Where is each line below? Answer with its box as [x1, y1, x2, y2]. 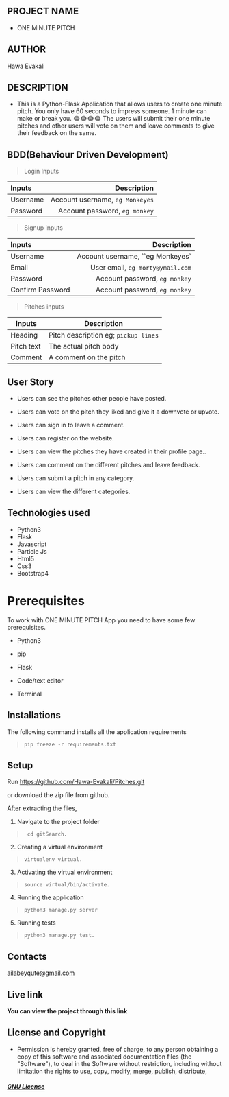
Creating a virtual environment [16, 843, 103, 851]
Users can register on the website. [16, 434, 114, 443]
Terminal [16, 689, 42, 698]
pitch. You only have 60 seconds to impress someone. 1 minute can [16, 107, 207, 115]
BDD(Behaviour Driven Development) [7, 149, 169, 161]
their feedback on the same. [16, 129, 97, 137]
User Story [7, 376, 54, 388]
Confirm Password [10, 285, 70, 294]
